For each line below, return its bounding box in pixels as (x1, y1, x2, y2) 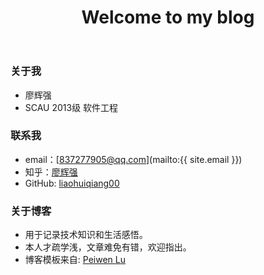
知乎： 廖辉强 (24, 166, 78, 178)
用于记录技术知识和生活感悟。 (24, 229, 148, 241)
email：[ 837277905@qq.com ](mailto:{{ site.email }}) (24, 153, 243, 165)
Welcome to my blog (81, 6, 255, 29)
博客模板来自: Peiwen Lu (24, 254, 126, 266)
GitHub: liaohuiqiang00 (24, 177, 120, 189)
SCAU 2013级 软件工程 (24, 101, 119, 113)
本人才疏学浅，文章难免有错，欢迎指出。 (24, 241, 192, 253)
